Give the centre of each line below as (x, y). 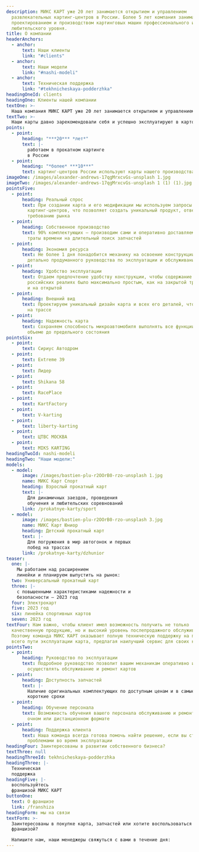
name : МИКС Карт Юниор (50, 526)
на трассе (39, 310)
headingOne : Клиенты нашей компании (51, 100)
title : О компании (29, 34)
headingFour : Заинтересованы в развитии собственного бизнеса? (86, 746)
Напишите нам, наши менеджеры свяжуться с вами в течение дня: (91, 840)
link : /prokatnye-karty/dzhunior (63, 553)
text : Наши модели (44, 67)
